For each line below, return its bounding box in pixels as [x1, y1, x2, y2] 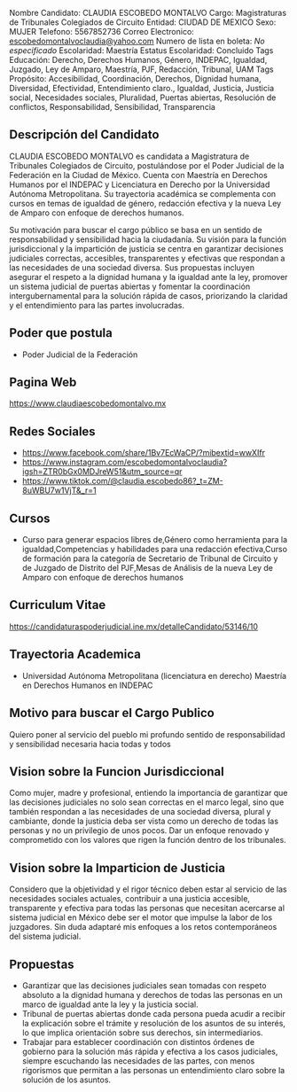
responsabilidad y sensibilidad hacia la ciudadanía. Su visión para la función [9, 234, 286, 245]
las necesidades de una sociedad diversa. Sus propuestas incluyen [9, 261, 255, 273]
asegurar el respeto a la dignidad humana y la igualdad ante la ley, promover [9, 271, 288, 282]
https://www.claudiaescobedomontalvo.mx [9, 398, 167, 409]
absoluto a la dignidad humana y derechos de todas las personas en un [21, 989, 284, 1000]
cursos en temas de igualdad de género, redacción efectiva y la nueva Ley [9, 198, 282, 208]
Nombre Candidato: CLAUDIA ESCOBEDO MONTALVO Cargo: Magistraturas [9, 8, 286, 18]
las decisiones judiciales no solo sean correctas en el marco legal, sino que [9, 797, 285, 807]
